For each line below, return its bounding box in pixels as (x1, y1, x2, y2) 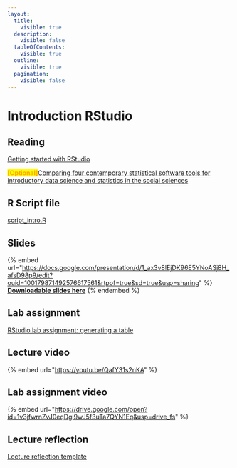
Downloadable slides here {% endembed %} (7, 287, 140, 294)
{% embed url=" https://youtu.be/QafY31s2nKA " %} (7, 365, 158, 374)
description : (14, 30, 53, 38)
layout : (7, 10, 31, 18)
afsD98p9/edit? (7, 271, 53, 279)
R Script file (7, 197, 60, 209)
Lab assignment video (7, 387, 108, 399)
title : (14, 17, 33, 24)
